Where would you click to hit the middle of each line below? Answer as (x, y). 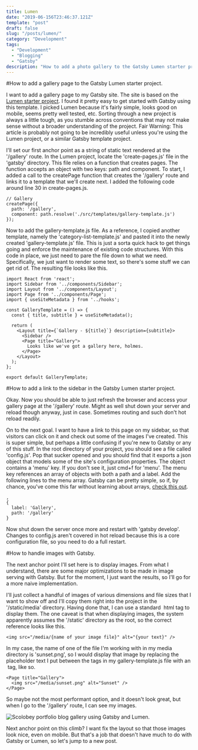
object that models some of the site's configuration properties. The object (96, 461)
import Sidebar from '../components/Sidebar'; (64, 285)
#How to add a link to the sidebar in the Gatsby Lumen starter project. (91, 389)
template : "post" (27, 22)
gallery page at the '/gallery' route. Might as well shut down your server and (98, 406)
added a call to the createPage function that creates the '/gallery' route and (98, 176)
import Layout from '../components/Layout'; (62, 290)
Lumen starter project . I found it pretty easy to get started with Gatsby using (98, 101)
